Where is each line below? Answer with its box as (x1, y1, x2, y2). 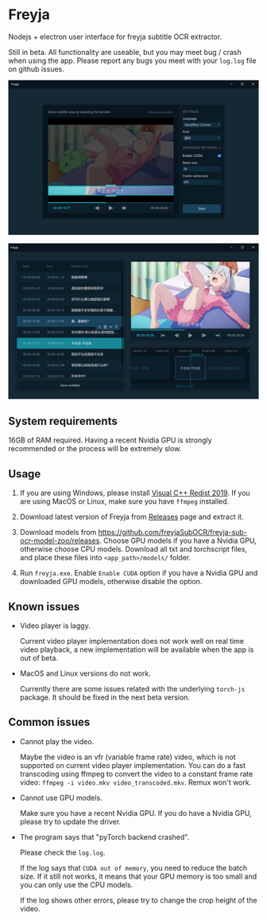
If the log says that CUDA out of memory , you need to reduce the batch (19, 863, 248, 872)
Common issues (8, 715, 91, 729)
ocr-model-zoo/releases (19, 536, 100, 546)
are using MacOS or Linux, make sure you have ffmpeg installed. (19, 497, 230, 506)
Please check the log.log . (19, 848, 106, 857)
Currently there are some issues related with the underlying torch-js (19, 684, 246, 693)
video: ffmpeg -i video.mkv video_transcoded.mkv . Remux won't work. (19, 778, 252, 787)
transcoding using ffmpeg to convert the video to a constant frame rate (19, 769, 253, 778)
